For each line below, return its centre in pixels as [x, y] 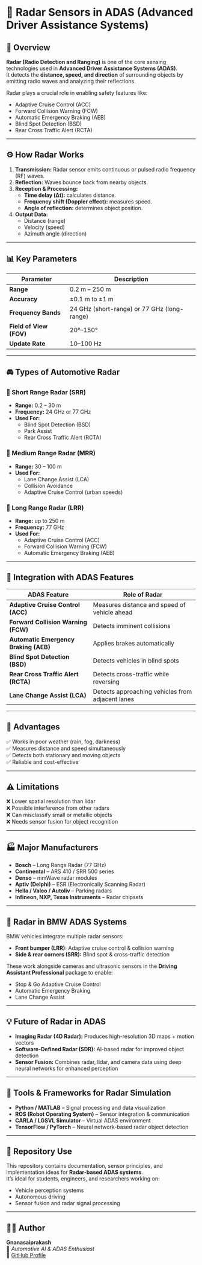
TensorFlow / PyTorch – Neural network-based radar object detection [102, 1127]
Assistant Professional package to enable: [60, 972]
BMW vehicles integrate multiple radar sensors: [65, 936]
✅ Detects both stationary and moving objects [63, 755]
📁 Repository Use [39, 1151]
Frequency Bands [35, 312]
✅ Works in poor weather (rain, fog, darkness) [63, 741]
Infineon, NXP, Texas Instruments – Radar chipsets [79, 897]
